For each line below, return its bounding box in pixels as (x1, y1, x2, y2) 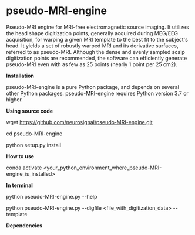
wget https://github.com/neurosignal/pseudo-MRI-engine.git (6, 118, 153, 125)
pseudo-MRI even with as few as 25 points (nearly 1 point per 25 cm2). (6, 60, 178, 68)
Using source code (6, 107, 53, 114)
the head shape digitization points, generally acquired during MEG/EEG (6, 29, 178, 36)
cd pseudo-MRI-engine (6, 130, 63, 137)
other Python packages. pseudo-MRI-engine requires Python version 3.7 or (6, 90, 189, 97)
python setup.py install (6, 141, 62, 148)
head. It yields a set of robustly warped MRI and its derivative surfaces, (6, 42, 179, 49)
